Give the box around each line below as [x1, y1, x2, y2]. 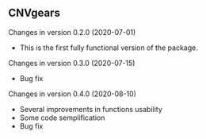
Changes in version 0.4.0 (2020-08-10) [8, 89, 137, 98]
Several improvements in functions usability [19, 104, 162, 114]
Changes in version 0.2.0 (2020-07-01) [8, 27, 136, 37]
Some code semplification [19, 113, 105, 122]
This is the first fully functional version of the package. [19, 43, 198, 52]
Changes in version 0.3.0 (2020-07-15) [8, 58, 135, 68]
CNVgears [8, 6, 61, 20]
